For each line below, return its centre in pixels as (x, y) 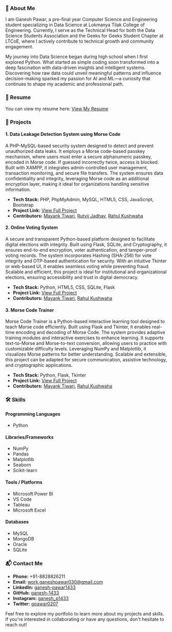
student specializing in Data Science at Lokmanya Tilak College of (75, 25)
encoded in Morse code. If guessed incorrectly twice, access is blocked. (82, 162)
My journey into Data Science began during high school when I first (77, 57)
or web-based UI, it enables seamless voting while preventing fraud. (78, 266)
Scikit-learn (25, 470)
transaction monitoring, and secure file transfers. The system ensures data (84, 173)
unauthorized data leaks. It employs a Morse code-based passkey (75, 151)
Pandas (21, 454)
